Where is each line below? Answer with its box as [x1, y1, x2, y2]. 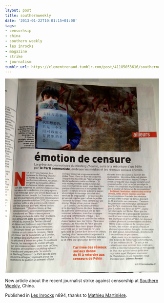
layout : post [5, 8, 32, 13]
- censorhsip [5, 28, 32, 34]
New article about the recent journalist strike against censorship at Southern [5, 278, 159, 284]
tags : [5, 23, 16, 28]
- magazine [5, 49, 27, 54]
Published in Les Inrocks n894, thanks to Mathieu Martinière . [5, 292, 127, 298]
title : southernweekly [5, 13, 51, 18]
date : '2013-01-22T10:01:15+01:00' [5, 18, 78, 23]
